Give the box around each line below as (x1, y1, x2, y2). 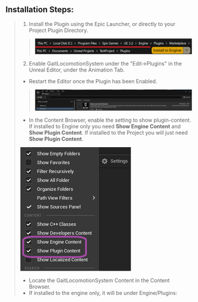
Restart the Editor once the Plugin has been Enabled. (28, 77, 158, 85)
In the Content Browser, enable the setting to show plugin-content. (28, 116, 191, 124)
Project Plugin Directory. (28, 27, 89, 34)
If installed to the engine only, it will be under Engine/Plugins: (28, 289, 178, 296)
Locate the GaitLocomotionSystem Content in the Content (28, 277, 170, 284)
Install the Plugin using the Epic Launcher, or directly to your (28, 20, 176, 27)
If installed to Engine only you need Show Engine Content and (28, 122, 181, 129)
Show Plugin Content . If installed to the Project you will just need (28, 129, 188, 136)
